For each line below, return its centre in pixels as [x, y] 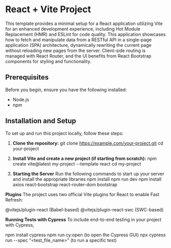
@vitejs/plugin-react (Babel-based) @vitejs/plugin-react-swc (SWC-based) [84, 209]
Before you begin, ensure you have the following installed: [66, 90]
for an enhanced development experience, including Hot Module [73, 29]
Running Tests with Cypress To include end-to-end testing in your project [83, 219]
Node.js [21, 99]
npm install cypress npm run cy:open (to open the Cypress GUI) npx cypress [85, 235]
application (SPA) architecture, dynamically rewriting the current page [78, 45]
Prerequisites [27, 77]
